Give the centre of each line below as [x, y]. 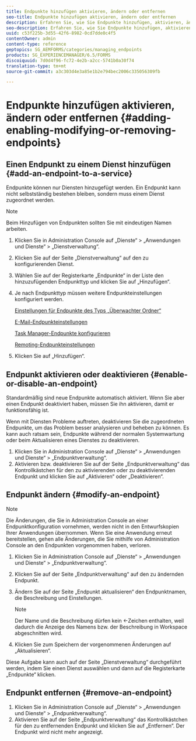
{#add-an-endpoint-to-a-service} [69, 173]
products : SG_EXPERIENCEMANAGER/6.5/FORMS [58, 55]
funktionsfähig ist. [28, 410]
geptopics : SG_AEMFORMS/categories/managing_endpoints [74, 50]
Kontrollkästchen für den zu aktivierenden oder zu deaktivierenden [95, 470]
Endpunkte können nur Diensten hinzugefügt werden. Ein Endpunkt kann [93, 187]
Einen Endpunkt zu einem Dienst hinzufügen [88, 164]
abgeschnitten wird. [38, 633]
